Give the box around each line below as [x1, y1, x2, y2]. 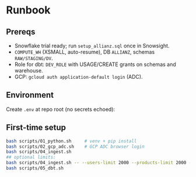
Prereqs [6, 27, 36, 37]
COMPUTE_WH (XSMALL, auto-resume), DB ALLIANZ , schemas [14, 48, 155, 55]
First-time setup [6, 123, 66, 133]
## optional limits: [6, 154, 57, 161]
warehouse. [14, 67, 43, 74]
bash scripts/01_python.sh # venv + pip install [6, 138, 137, 144]
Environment [6, 90, 54, 100]
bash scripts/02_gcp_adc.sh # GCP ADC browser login [6, 144, 145, 150]
